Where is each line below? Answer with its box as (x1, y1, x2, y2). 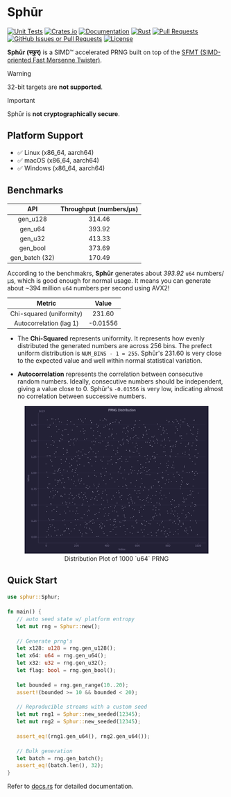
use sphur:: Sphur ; (7, 593, 60, 601)
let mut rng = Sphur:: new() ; (16, 623, 101, 630)
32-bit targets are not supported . (7, 83, 103, 91)
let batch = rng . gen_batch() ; (16, 755, 104, 762)
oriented (7, 56, 31, 64)
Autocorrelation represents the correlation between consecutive (17, 370, 203, 379)
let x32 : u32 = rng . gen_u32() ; (16, 659, 108, 667)
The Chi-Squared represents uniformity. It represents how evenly (17, 334, 205, 343)
